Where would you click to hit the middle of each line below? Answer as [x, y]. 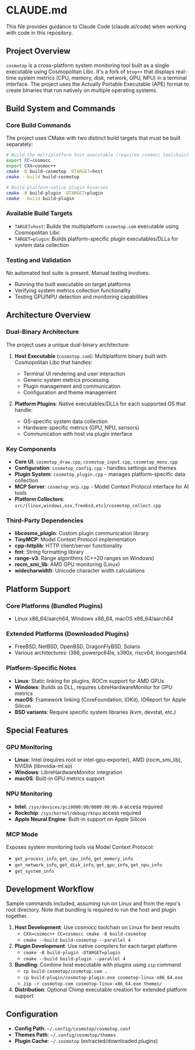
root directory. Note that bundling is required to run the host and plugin [91, 909]
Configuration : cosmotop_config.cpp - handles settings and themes [95, 468]
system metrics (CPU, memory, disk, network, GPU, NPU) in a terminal [102, 77]
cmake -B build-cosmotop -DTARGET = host [55, 172]
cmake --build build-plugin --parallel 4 [74, 959]
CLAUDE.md [37, 10]
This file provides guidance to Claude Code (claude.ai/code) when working [96, 26]
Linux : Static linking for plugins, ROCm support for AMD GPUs [89, 680]
